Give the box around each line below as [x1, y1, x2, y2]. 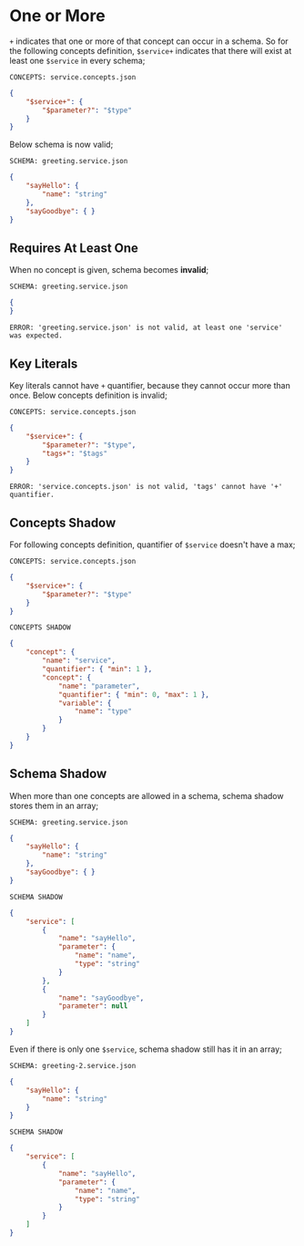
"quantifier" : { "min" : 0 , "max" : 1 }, [57, 690, 209, 699]
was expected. [9, 331, 64, 340]
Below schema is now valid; [9, 139, 114, 151]
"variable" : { [57, 699, 112, 708]
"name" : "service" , [42, 656, 117, 666]
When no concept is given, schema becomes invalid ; [9, 265, 209, 275]
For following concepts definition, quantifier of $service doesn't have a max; [9, 539, 296, 550]
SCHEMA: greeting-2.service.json [9, 1061, 137, 1070]
